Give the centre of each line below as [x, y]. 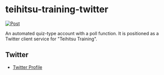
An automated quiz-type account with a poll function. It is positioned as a [82, 33]
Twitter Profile [27, 67]
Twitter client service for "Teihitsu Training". [51, 39]
